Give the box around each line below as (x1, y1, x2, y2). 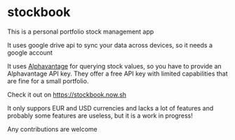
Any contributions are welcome (7, 125, 98, 133)
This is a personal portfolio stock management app (7, 27, 154, 36)
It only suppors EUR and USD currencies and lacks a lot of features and (7, 104, 214, 112)
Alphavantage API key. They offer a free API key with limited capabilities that (7, 69, 228, 78)
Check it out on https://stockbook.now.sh (7, 90, 127, 99)
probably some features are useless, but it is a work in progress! (7, 111, 193, 120)
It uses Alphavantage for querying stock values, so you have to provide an (7, 62, 222, 70)
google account (7, 48, 53, 57)
